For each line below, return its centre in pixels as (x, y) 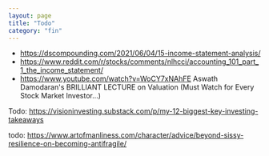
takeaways (26, 120)
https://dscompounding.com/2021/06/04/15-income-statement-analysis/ (140, 54)
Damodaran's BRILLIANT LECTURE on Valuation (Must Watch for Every (137, 87)
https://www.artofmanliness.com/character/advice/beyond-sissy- (135, 135)
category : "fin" (35, 30)
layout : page (30, 16)
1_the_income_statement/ (62, 70)
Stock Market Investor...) (60, 96)
